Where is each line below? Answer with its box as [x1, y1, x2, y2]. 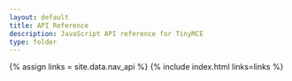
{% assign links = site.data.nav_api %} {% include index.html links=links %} [9, 62, 284, 72]
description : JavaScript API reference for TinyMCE [9, 29, 204, 38]
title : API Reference [9, 21, 89, 30]
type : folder [9, 37, 58, 47]
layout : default [9, 12, 69, 22]
